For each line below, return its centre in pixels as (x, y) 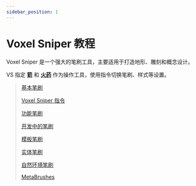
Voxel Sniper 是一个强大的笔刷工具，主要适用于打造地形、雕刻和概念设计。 (100, 62)
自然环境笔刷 (37, 165)
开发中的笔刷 (37, 126)
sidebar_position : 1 (32, 12)
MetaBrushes (38, 177)
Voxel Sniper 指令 (43, 100)
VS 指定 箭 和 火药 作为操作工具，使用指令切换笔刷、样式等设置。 (88, 75)
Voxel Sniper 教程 (51, 44)
